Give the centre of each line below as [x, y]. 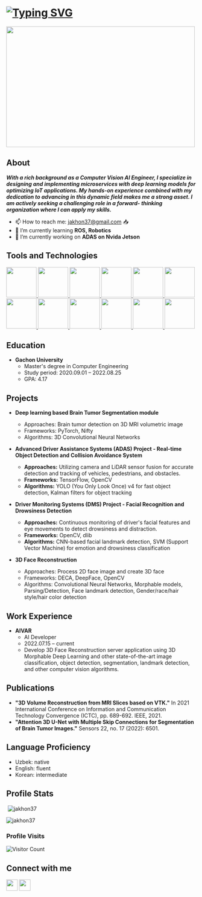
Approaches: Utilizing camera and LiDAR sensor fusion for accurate [109, 467]
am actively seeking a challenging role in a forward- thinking [84, 203]
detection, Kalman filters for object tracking [78, 493]
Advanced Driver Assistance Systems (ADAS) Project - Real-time [98, 449]
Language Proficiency [49, 748]
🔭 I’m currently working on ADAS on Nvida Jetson [77, 237]
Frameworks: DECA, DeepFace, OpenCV [74, 578]
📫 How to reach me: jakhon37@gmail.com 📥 [71, 222]
